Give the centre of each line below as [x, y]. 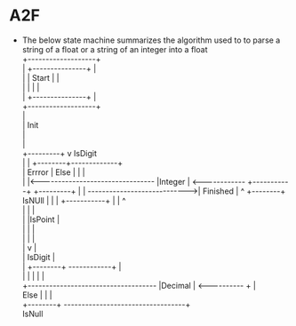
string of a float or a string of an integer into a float [115, 49]
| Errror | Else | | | [54, 172]
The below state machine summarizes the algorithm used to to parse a [151, 40]
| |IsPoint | [41, 219]
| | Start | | [40, 77]
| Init [30, 124]
